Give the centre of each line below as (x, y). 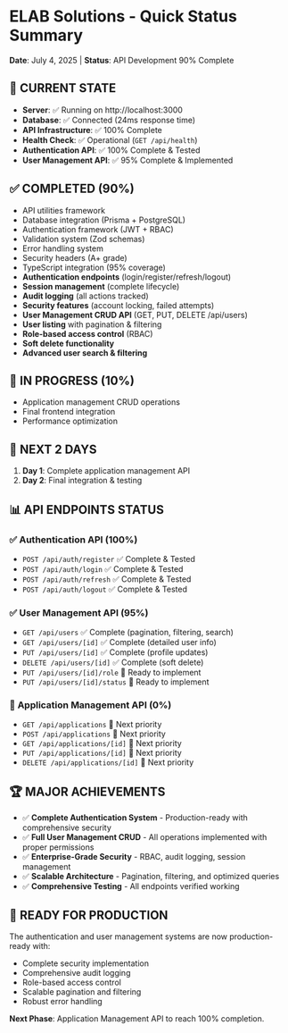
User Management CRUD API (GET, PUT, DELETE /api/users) (135, 315)
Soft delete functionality (68, 343)
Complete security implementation (86, 963)
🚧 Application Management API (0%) (91, 705)
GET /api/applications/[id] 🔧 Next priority (102, 743)
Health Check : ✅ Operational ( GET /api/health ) (110, 139)
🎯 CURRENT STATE (63, 88)
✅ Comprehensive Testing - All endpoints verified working (131, 886)
